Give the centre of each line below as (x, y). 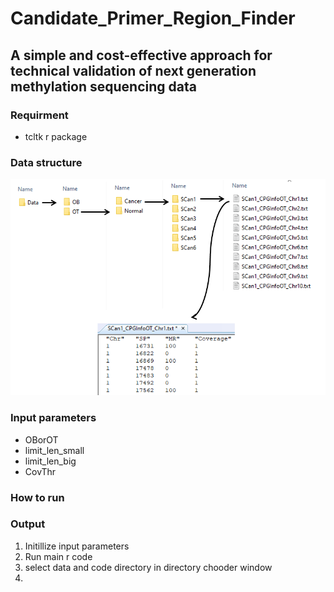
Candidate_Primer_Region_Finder (153, 18)
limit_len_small (54, 450)
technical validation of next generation (133, 70)
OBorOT (41, 439)
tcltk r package (56, 136)
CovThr (40, 471)
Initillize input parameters (77, 546)
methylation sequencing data (103, 86)
